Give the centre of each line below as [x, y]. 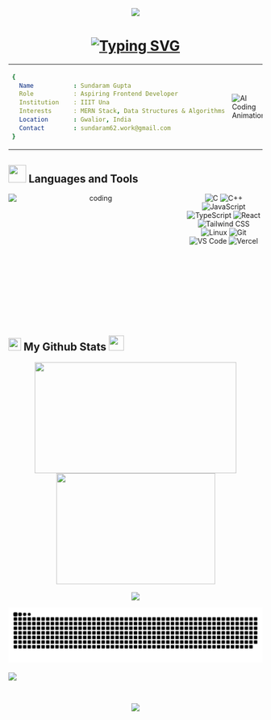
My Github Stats [65, 347]
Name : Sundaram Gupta [75, 86]
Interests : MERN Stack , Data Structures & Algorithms [122, 111]
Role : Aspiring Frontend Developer [99, 94]
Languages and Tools [83, 179]
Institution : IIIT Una [65, 103]
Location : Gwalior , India [75, 120]
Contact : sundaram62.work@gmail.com [95, 128]
